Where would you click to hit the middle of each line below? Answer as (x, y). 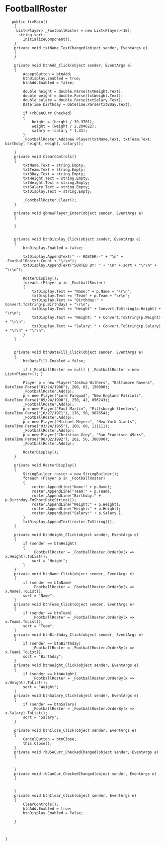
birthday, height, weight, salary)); (44, 144)
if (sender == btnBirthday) (52, 643)
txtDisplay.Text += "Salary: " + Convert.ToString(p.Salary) (96, 326)
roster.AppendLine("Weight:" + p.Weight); (76, 504)
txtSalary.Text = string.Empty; (57, 187)
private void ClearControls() (45, 156)
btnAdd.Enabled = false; (49, 82)
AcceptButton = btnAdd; (47, 74)
